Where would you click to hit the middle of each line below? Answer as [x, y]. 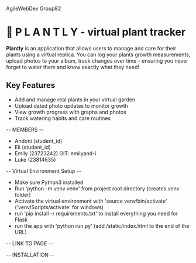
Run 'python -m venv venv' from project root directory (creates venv [97, 188]
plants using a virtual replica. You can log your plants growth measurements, [98, 54]
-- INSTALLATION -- [30, 255]
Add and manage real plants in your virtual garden [75, 100]
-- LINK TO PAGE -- [30, 243]
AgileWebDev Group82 [34, 8]
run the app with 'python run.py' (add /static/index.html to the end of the [102, 226]
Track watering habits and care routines [63, 118]
